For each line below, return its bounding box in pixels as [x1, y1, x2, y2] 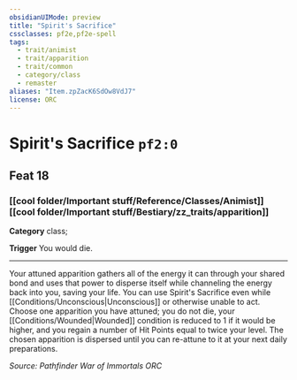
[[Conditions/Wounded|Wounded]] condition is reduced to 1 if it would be [9, 315, 276, 326]
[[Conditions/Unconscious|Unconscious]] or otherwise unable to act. [9, 297, 261, 308]
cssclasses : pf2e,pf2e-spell [9, 29, 117, 38]
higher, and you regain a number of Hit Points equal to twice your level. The [9, 324, 285, 336]
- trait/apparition [17, 54, 89, 63]
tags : [9, 37, 29, 47]
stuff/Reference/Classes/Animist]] [111, 194, 264, 207]
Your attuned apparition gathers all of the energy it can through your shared [9, 269, 286, 279]
